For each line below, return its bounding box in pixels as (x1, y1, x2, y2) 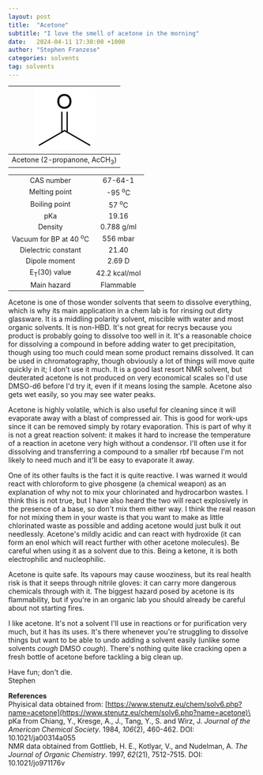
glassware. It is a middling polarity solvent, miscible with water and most (8, 314, 244, 324)
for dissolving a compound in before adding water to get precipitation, (8, 339, 236, 349)
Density (38, 222, 63, 231)
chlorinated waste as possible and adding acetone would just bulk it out (8, 521, 242, 530)
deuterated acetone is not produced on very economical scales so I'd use (8, 373, 248, 383)
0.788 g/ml (100, 222, 137, 231)
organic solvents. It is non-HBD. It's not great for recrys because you (8, 323, 232, 332)
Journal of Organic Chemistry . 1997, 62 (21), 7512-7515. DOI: (8, 750, 203, 759)
